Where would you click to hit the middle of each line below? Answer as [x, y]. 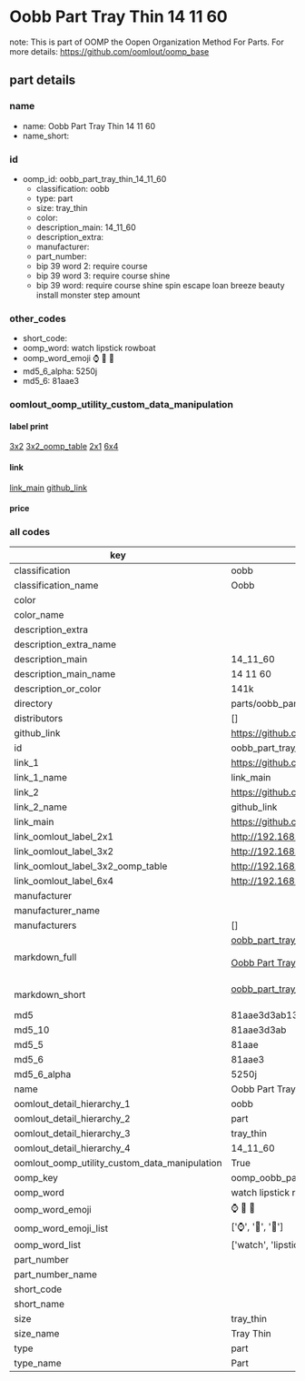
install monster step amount [88, 295]
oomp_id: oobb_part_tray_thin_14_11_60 [94, 178]
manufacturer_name [57, 911]
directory [33, 704]
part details [43, 81]
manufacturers [45, 925]
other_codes [38, 318]
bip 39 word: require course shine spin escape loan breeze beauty [160, 285]
